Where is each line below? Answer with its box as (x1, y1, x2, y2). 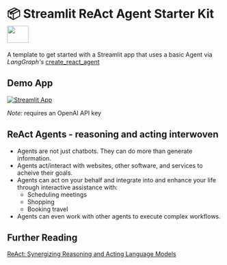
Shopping (27, 197, 55, 206)
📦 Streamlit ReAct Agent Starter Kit (7, 6, 214, 22)
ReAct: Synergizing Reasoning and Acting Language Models (7, 250, 176, 258)
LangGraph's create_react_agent (7, 57, 101, 66)
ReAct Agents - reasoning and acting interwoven (7, 128, 219, 141)
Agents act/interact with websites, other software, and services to (16, 161, 203, 169)
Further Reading (7, 232, 78, 243)
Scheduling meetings (27, 190, 88, 199)
